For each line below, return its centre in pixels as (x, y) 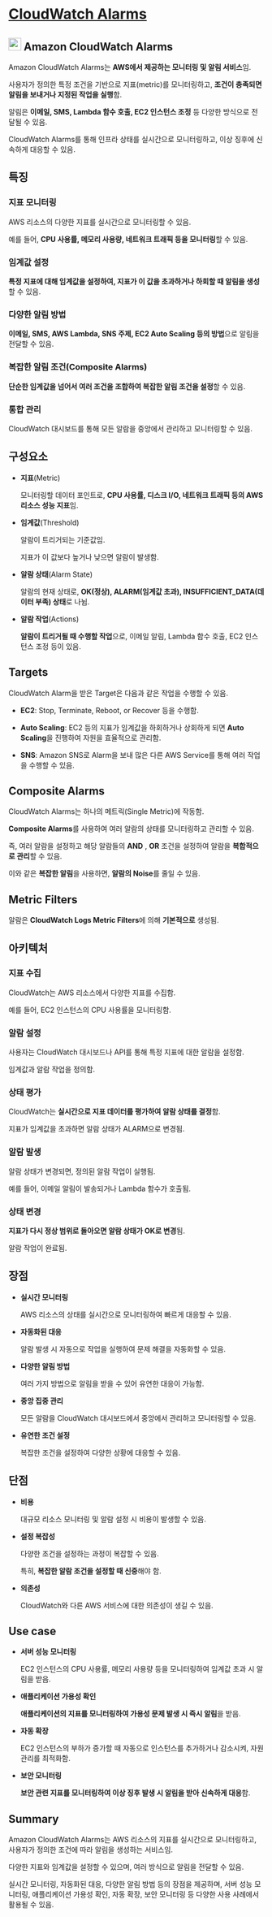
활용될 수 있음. (31, 1905)
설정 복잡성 (37, 1536)
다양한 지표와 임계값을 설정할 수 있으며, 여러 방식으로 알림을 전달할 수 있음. (126, 1867)
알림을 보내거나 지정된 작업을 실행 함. (65, 95)
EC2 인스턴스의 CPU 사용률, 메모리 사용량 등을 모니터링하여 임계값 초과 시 (137, 1669)
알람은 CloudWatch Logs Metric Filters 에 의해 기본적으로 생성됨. (114, 920)
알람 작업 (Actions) (50, 619)
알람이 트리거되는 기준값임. (63, 539)
